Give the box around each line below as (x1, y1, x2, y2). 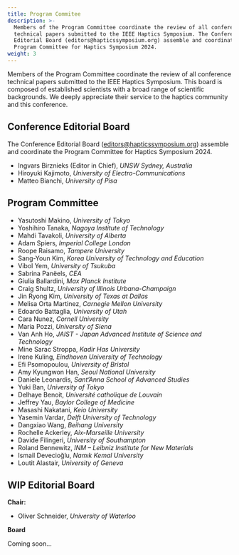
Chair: (7, 498, 26, 506)
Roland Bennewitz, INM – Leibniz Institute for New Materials (17, 443, 193, 452)
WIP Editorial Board (7, 479, 95, 491)
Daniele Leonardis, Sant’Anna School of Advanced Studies (17, 375, 190, 384)
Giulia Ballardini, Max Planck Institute (17, 276, 127, 285)
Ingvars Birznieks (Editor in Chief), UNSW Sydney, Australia (17, 161, 193, 170)
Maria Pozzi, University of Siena (17, 322, 112, 330)
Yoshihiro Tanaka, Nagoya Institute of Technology (17, 223, 164, 232)
